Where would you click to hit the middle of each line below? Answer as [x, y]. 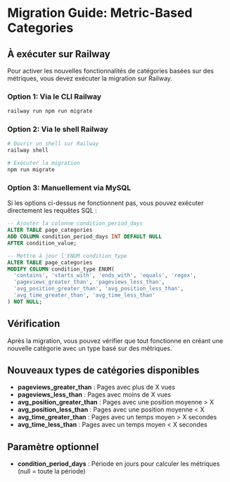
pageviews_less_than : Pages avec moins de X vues [94, 395]
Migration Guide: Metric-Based [100, 13]
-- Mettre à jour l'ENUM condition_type [68, 256]
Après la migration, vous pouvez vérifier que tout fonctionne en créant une [115, 340]
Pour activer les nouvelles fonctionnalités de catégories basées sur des [111, 71]
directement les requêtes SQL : [52, 211]
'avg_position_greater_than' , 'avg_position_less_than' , [99, 289]
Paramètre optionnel [53, 446]
